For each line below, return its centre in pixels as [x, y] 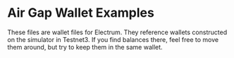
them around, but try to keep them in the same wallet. [85, 47]
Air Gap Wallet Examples [81, 13]
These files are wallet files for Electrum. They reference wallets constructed [117, 32]
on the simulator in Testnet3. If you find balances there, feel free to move [113, 39]
